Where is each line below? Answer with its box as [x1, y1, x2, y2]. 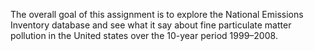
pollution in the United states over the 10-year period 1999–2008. [10, 30, 278, 41]
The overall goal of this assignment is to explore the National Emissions [10, 9, 304, 20]
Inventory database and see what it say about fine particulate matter [10, 19, 292, 31]
